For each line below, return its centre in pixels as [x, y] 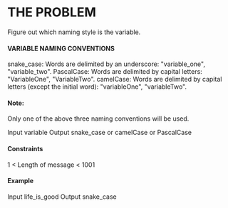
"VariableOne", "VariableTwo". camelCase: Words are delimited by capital [115, 80]
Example [21, 181]
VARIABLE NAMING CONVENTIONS [61, 48]
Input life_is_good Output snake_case [62, 197]
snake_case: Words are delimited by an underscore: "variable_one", [106, 64]
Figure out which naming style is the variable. [74, 32]
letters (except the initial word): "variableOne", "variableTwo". [97, 87]
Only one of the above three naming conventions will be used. [98, 119]
